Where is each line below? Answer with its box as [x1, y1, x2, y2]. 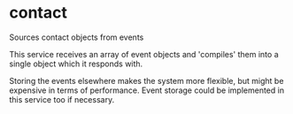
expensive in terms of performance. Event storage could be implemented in [9, 85, 285, 95]
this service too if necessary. [9, 94, 115, 104]
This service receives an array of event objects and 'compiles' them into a [9, 49, 279, 59]
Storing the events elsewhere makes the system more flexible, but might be [9, 75, 284, 86]
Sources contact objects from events [9, 32, 144, 42]
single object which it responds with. [9, 58, 143, 69]
